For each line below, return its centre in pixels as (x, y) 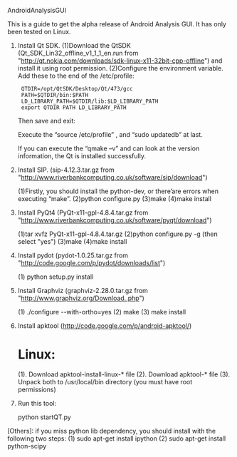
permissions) (37, 389)
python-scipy (27, 446)
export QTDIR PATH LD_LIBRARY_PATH (74, 108)
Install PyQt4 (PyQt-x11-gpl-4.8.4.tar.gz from (83, 212)
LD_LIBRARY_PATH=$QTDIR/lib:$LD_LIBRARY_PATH (90, 101)
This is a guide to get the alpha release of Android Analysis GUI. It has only (117, 24)
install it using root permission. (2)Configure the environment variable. (120, 68)
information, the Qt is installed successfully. (81, 156)
